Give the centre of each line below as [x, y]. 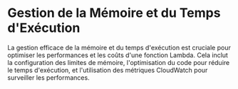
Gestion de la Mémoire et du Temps [114, 13]
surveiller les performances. [49, 77]
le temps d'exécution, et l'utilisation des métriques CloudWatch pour [108, 70]
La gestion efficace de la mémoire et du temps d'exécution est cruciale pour [119, 47]
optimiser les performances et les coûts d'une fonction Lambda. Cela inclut [118, 55]
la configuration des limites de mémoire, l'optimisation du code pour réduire [119, 62]
